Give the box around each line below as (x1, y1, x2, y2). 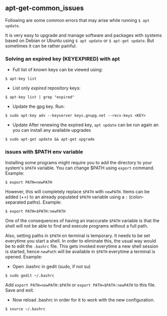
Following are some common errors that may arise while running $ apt (5, 17, 150, 23)
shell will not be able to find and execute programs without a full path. (5, 223, 149, 229)
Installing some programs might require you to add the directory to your (5, 160, 152, 166)
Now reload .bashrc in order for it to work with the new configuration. (12, 297, 155, 303)
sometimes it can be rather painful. (5, 42, 77, 49)
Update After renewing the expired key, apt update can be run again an (12, 122, 159, 128)
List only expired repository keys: (12, 85, 81, 91)
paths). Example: (27, 199, 62, 205)
